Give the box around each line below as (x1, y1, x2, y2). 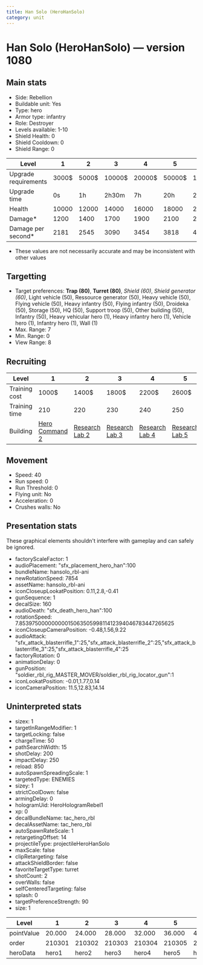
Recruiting (6, 356, 47, 366)
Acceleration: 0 (14, 497, 53, 504)
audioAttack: (14, 632, 47, 640)
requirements (9, 177, 47, 185)
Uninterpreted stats (6, 701, 82, 712)
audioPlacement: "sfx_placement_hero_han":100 (14, 562, 136, 569)
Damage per (9, 224, 45, 233)
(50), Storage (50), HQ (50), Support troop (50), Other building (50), (14, 307, 184, 314)
